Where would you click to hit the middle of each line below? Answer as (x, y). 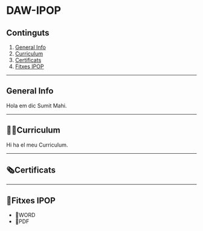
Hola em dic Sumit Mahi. (37, 106)
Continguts (28, 33)
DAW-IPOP (34, 11)
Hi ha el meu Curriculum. (37, 145)
